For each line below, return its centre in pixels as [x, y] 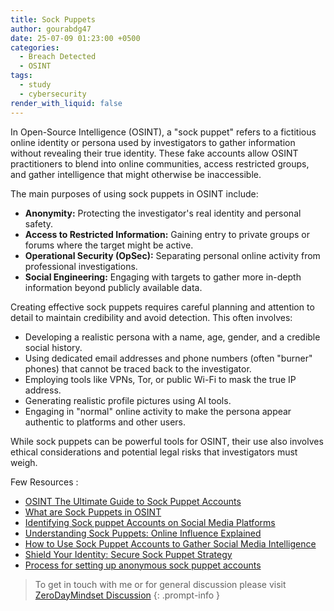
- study [35, 85]
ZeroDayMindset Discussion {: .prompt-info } [127, 595]
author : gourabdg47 [51, 29]
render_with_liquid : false [66, 103]
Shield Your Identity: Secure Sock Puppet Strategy [128, 554]
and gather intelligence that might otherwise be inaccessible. [136, 174]
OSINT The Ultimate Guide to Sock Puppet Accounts [133, 501]
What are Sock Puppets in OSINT [93, 512]
